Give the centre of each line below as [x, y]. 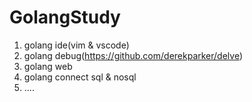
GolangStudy [65, 17]
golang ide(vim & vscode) [76, 45]
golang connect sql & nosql [80, 77]
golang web [48, 66]
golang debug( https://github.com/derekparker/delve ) [133, 55]
